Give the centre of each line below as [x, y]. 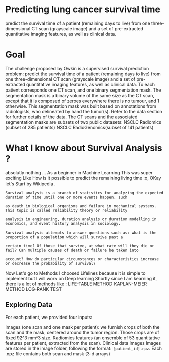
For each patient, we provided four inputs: [49, 317]
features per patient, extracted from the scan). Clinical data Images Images [83, 343]
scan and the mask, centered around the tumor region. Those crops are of [82, 332]
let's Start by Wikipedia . [31, 184]
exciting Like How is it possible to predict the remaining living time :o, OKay [83, 178]
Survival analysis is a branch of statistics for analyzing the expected [84, 193]
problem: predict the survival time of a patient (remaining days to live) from [83, 74]
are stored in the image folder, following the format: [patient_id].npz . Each [84, 348]
